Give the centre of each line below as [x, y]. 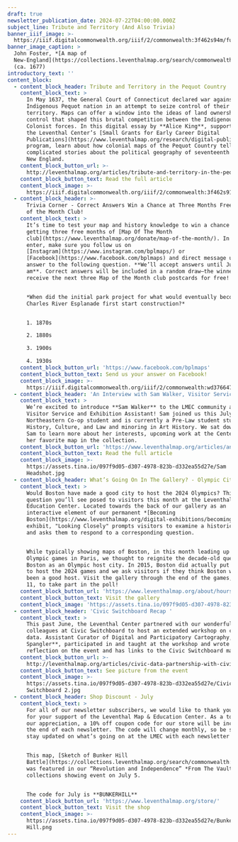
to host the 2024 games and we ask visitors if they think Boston [126, 572]
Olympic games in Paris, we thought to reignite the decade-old [123, 558]
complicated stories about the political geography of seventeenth [128, 153]
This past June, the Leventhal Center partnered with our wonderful [129, 624]
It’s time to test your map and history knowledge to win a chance [128, 225]
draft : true [25, 14]
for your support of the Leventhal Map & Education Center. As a [124, 717]
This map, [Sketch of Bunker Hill [77, 756]
